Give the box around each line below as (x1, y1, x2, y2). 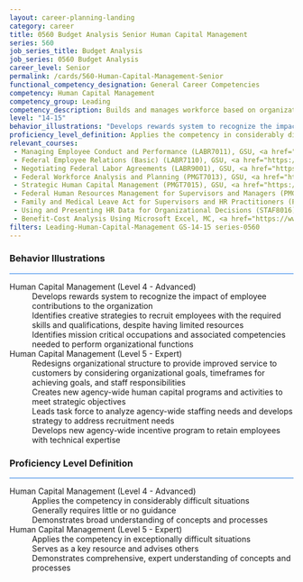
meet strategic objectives (32, 396, 126, 406)
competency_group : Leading (9, 96, 111, 106)
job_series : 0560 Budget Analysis (9, 55, 140, 64)
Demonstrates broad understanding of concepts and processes (32, 514, 269, 525)
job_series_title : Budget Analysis (9, 47, 143, 56)
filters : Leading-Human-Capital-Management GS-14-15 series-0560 (9, 223, 260, 232)
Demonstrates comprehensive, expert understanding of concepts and (32, 553, 291, 564)
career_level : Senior (9, 64, 91, 73)
